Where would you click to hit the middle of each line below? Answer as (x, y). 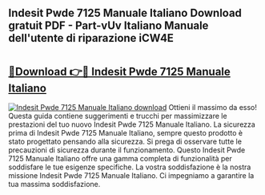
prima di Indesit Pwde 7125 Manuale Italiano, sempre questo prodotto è (125, 133)
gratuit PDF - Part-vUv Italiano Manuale (108, 26)
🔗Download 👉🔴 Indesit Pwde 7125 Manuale (119, 71)
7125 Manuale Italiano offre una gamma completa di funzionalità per (120, 158)
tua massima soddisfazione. (54, 184)
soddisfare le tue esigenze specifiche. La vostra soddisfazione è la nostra (130, 167)
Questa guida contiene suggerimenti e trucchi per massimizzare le (118, 116)
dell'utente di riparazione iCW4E (91, 38)
